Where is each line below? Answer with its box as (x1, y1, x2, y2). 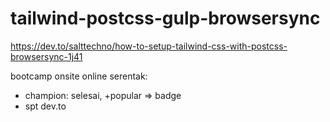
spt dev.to (24, 100, 67, 112)
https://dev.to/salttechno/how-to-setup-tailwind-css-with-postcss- (10, 40, 288, 52)
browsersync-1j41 (10, 50, 83, 62)
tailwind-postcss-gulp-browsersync (10, 7, 321, 30)
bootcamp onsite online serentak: (10, 70, 148, 82)
